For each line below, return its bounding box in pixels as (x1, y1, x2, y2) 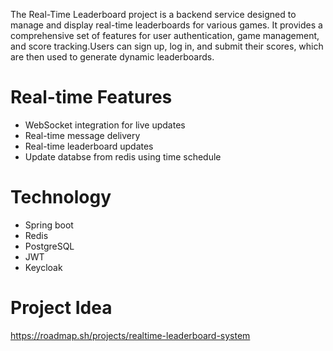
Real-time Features (10, 86, 173, 109)
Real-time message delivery (24, 129, 141, 141)
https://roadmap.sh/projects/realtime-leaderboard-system (10, 329, 251, 341)
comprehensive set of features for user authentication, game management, (10, 30, 320, 41)
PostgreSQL (24, 240, 75, 252)
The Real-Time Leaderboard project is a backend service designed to (10, 9, 297, 20)
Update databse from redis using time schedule (24, 150, 222, 163)
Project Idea (10, 297, 113, 319)
